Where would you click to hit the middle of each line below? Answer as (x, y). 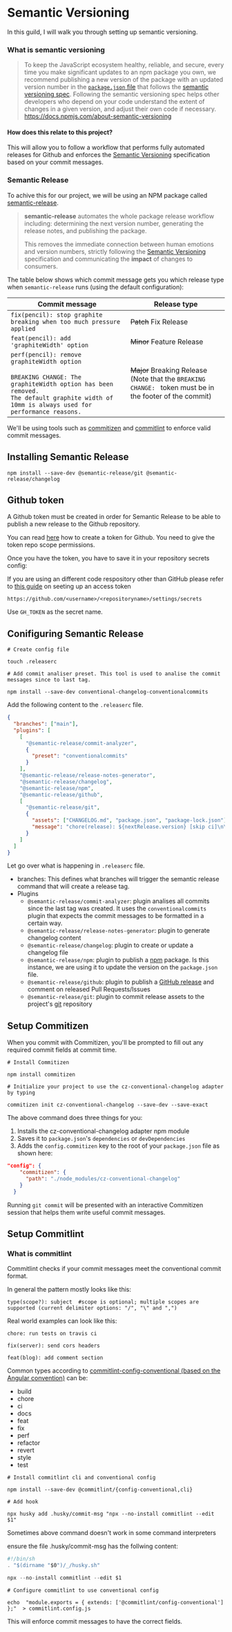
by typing (21, 1093)
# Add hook (23, 1502)
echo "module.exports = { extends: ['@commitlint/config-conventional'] (116, 1602)
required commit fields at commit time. (62, 1050)
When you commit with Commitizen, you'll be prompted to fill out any (105, 1043)
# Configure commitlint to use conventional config (83, 1590)
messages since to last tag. (49, 680)
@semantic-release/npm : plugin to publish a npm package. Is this (118, 960)
